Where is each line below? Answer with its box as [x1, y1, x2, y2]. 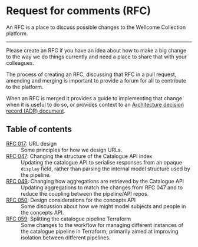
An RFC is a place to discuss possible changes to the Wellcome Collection [6, 24, 186, 31]
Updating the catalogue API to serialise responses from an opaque [21, 159, 183, 166]
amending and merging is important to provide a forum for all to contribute [6, 77, 187, 84]
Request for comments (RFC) [6, 4, 151, 18]
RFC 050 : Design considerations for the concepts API [6, 196, 136, 203]
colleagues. [6, 59, 34, 66]
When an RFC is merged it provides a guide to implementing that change [6, 94, 183, 101]
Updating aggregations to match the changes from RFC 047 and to [21, 184, 183, 191]
